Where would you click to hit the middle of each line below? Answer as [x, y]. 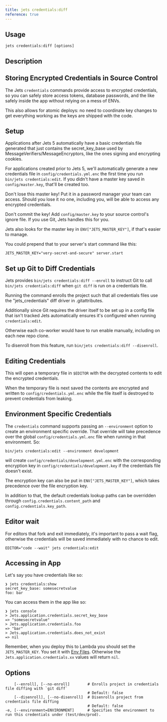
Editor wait [22, 522]
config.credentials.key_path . [36, 506]
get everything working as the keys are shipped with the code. [69, 115]
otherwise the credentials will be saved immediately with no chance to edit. [82, 539]
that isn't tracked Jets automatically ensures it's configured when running [81, 316]
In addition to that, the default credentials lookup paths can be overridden [81, 495]
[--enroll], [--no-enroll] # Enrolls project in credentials [86, 684]
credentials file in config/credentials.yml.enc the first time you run [74, 174]
